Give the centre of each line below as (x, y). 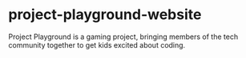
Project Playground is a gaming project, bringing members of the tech (123, 37)
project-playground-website (105, 15)
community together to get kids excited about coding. (97, 44)
